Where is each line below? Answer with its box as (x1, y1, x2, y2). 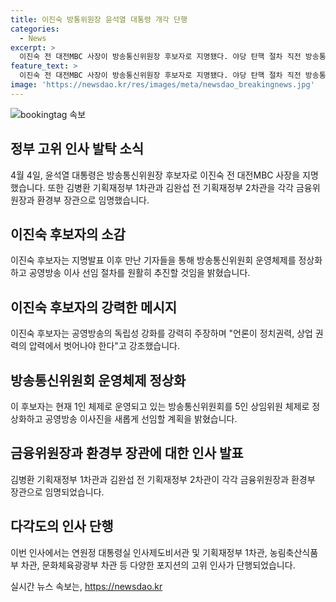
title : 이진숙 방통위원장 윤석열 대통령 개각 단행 (10, 14, 188, 25)
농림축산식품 (269, 546, 319, 558)
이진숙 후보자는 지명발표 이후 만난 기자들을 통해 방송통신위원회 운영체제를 (10, 254, 297, 266)
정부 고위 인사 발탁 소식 (10, 141, 145, 158)
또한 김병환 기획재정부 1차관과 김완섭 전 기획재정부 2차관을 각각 (47, 181, 294, 193)
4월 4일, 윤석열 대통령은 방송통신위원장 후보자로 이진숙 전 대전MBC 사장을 (10, 169, 301, 181)
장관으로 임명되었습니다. (10, 486, 105, 498)
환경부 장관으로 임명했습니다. (36, 194, 150, 206)
